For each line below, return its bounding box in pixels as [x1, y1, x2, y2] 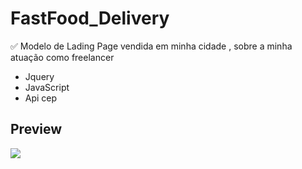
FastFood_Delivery [10, 7, 170, 30]
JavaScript [24, 81, 70, 93]
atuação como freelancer [10, 51, 115, 63]
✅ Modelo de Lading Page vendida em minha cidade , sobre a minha [10, 40, 293, 52]
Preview [10, 121, 63, 138]
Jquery [24, 70, 55, 82]
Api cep [24, 92, 58, 104]
